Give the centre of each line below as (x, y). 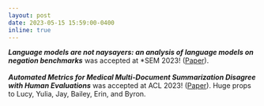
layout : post (30, 15)
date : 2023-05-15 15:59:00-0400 (61, 23)
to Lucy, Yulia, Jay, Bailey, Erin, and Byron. (77, 94)
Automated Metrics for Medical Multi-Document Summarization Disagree (132, 77)
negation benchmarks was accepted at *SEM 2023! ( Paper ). (109, 60)
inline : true (30, 30)
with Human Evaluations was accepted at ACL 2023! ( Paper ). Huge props (130, 86)
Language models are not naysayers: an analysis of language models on (131, 53)
